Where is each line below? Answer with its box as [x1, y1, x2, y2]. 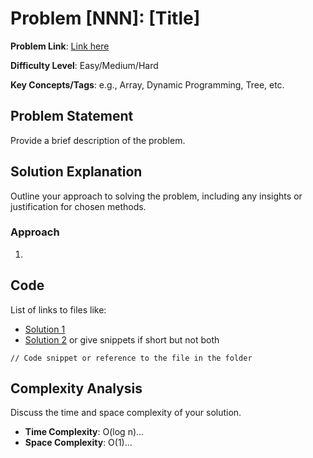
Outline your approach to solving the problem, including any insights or [10, 190, 303, 202]
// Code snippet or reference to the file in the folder [10, 353, 253, 363]
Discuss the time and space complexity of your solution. [10, 407, 242, 419]
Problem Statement [10, 108, 134, 125]
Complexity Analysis [10, 380, 143, 397]
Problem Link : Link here [10, 40, 110, 52]
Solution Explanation [10, 163, 143, 181]
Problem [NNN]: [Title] [10, 7, 201, 30]
